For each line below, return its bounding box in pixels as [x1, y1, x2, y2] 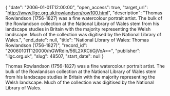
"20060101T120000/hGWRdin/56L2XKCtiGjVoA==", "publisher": [5, 48, 141, 54]
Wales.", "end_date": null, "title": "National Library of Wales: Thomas [5, 37, 149, 43]
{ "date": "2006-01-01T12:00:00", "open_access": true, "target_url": [5, 5, 148, 10]
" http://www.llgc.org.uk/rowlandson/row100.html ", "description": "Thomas [5, 10, 163, 16]
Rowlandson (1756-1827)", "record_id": [5, 42, 87, 48]
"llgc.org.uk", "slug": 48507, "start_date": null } [5, 53, 104, 59]
